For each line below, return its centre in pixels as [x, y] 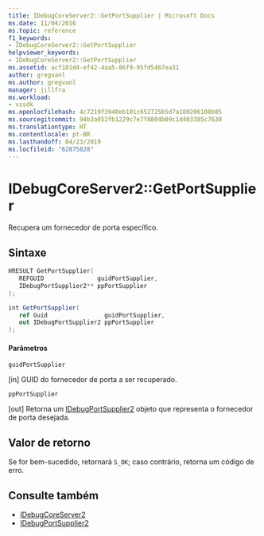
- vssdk [21, 104]
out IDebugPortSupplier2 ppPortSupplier [87, 323]
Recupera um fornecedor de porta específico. [83, 227]
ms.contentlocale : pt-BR [49, 134]
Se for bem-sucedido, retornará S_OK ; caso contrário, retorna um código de [131, 462]
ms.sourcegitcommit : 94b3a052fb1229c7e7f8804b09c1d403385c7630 [115, 120]
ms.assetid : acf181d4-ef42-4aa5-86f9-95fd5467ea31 [94, 68]
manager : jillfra [37, 90]
